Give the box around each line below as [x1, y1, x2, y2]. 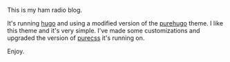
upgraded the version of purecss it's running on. [7, 34, 145, 42]
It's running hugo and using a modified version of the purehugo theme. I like [7, 19, 223, 27]
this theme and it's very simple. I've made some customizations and [7, 27, 200, 34]
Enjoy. [7, 48, 25, 55]
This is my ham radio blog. [7, 6, 83, 14]
